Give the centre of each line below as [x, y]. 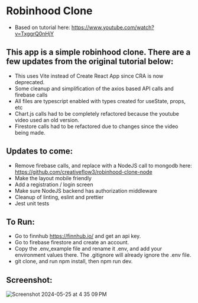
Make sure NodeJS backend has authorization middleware [86, 190]
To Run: [21, 221]
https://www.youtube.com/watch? [113, 27]
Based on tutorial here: [42, 27]
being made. [30, 132]
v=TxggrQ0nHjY [34, 33]
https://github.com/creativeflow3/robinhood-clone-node [83, 172]
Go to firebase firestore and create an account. [72, 243]
